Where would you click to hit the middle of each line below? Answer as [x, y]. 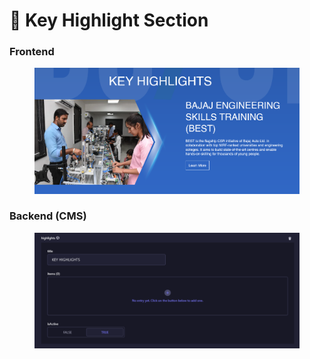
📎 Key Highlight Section [109, 20]
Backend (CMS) [48, 216]
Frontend [32, 52]
